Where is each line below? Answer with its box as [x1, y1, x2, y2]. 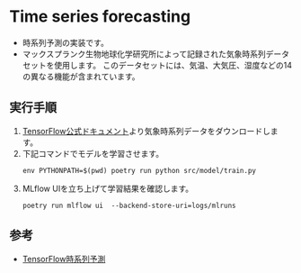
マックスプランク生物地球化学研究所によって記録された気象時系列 [22, 48, 267, 59]
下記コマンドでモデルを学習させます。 [22, 148, 164, 159]
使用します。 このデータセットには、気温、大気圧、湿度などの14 [53, 59, 293, 70]
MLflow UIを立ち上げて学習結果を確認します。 [22, 183, 194, 194]
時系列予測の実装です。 [22, 37, 110, 48]
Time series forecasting [9, 6, 191, 27]
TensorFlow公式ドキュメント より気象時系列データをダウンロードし [22, 125, 271, 136]
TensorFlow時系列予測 [22, 253, 106, 264]
